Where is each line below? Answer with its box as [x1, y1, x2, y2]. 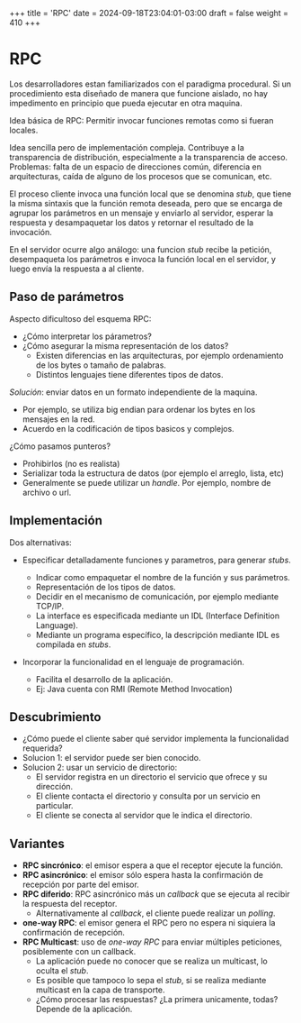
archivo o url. [22, 487, 72, 498]
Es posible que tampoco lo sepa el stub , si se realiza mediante [35, 975, 267, 986]
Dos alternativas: [9, 536, 72, 548]
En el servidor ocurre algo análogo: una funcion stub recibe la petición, [9, 243, 272, 255]
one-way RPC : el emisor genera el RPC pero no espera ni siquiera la [22, 918, 276, 928]
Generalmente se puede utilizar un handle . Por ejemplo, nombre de [22, 477, 271, 488]
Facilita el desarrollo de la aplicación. [35, 673, 173, 684]
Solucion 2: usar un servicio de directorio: [22, 762, 178, 773]
